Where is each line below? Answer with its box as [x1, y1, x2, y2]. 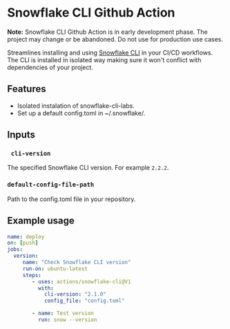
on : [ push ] [7, 240, 39, 247]
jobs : [7, 246, 23, 253]
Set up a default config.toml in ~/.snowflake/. [17, 109, 146, 117]
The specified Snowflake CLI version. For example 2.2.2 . [7, 164, 169, 172]
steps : [22, 272, 41, 279]
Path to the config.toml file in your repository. [7, 195, 136, 203]
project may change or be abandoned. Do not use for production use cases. [7, 35, 223, 43]
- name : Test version [32, 310, 95, 317]
